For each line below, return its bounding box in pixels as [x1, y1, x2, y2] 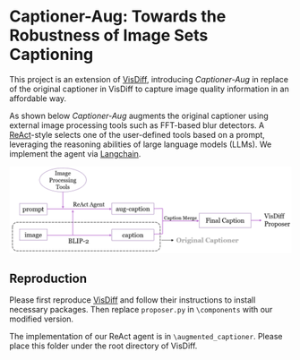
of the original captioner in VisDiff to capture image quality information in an [9, 83, 289, 94]
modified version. [9, 313, 74, 324]
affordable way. [9, 92, 67, 104]
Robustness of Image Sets [9, 25, 209, 46]
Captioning [9, 45, 94, 64]
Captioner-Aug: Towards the [9, 6, 227, 27]
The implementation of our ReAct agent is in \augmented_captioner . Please [9, 331, 283, 342]
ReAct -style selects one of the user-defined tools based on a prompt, [9, 129, 266, 140]
